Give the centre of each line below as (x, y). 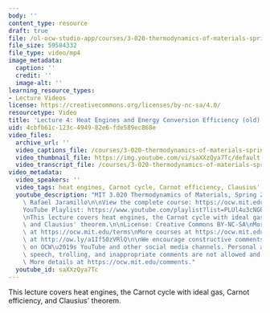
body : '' (23, 16)
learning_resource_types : (51, 90)
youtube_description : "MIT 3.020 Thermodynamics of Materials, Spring (136, 195)
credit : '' (34, 75)
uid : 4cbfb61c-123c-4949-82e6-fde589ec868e (82, 128)
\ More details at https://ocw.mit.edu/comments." (109, 262)
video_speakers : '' (48, 180)
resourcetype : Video (43, 113)
